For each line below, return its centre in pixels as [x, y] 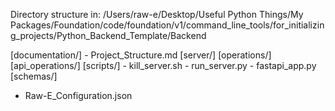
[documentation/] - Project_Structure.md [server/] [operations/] [141, 55]
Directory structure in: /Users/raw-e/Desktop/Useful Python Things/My [157, 14]
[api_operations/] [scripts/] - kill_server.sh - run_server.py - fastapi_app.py [163, 65]
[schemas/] [34, 76]
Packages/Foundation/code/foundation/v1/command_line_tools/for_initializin [167, 25]
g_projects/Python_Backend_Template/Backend [108, 35]
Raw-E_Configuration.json [78, 95]
